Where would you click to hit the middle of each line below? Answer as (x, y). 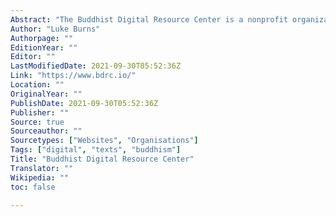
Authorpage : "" (42, 38)
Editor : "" (33, 57)
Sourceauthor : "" (46, 131)
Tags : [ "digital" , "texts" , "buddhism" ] (96, 150)
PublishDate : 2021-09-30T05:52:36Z (84, 103)
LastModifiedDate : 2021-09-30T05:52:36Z (96, 66)
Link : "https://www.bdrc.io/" (73, 76)
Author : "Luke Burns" (55, 29)
